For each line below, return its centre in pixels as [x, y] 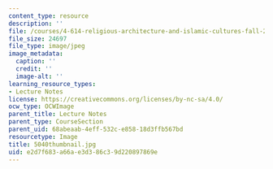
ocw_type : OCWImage [41, 106]
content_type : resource [49, 16]
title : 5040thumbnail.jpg [52, 144]
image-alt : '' [39, 76]
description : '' [36, 24]
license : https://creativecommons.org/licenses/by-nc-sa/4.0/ [116, 99]
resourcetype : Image [43, 136]
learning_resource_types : [52, 84]
